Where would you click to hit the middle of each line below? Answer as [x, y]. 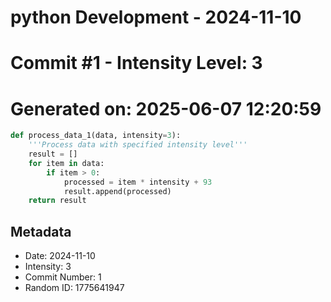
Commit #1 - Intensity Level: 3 [136, 63]
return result [57, 201]
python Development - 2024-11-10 [156, 17]
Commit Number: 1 [63, 277]
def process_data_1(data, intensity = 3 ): [96, 136]
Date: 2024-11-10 [60, 256]
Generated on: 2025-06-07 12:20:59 [166, 108]
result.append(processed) [117, 191]
